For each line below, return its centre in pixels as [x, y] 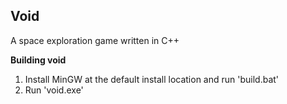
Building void [38, 60]
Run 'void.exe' [54, 90]
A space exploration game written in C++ [95, 40]
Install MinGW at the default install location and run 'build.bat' [152, 79]
